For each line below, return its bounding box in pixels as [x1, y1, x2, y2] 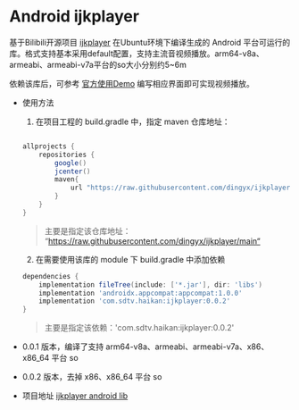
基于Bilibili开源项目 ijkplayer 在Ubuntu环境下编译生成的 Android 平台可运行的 [9, 37, 291, 47]
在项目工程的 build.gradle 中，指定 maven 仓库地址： [35, 116, 230, 127]
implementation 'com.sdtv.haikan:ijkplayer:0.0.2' [38, 297, 231, 305]
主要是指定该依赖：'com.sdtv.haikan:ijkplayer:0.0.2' [44, 322, 235, 333]
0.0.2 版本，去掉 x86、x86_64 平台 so [21, 372, 162, 382]
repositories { [38, 150, 96, 159]
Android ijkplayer [9, 6, 140, 27]
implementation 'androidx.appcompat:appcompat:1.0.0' [38, 289, 243, 297]
